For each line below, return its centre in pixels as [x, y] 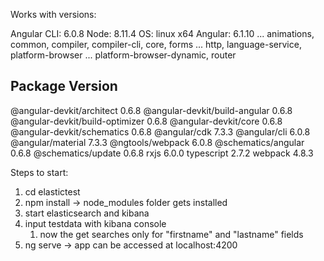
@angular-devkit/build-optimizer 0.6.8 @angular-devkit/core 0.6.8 [146, 121]
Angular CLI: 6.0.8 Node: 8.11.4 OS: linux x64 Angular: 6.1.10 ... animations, [162, 33]
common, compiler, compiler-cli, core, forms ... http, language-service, [156, 44]
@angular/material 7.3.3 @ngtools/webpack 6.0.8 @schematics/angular [157, 142]
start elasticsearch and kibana [87, 213]
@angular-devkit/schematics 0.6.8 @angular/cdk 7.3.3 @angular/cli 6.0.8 [160, 131]
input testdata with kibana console [95, 223]
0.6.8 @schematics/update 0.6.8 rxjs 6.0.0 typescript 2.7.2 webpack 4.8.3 [162, 153]
